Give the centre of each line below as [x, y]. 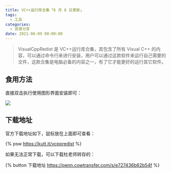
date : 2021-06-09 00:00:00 [34, 34]
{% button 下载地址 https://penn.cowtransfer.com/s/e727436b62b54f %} [83, 165]
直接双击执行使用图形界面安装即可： [44, 93]
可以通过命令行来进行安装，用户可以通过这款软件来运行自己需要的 [97, 55]
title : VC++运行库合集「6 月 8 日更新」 [45, 10]
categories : [18, 24]
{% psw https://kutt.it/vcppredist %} [44, 143]
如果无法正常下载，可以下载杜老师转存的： [50, 154]
